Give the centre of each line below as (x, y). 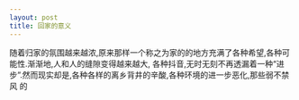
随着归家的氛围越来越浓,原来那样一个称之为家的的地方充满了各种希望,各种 (146, 52)
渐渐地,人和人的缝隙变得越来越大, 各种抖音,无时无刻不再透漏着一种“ (152, 63)
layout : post (34, 17)
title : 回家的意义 (41, 26)
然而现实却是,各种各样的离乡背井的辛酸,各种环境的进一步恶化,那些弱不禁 (156, 75)
